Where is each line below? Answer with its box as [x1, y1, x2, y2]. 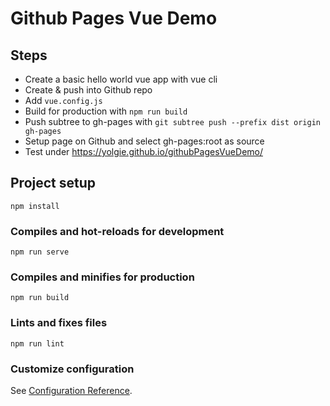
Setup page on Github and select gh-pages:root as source [24, 135, 265, 147]
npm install [10, 201, 60, 211]
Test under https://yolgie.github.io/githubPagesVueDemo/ [24, 146, 263, 157]
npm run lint [10, 338, 65, 349]
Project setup [10, 175, 97, 192]
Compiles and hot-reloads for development [10, 224, 225, 238]
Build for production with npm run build [24, 105, 188, 117]
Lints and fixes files [10, 316, 108, 330]
